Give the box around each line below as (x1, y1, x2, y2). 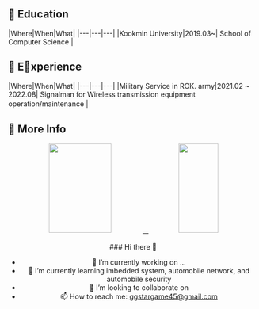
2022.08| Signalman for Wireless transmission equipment (8, 90, 196, 99)
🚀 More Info (8, 123, 67, 136)
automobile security (106, 274, 172, 284)
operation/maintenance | (8, 99, 89, 109)
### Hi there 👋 (109, 242, 157, 252)
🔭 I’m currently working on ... (92, 257, 186, 267)
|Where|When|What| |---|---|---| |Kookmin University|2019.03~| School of (8, 29, 252, 38)
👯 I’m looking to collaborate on (90, 283, 189, 292)
